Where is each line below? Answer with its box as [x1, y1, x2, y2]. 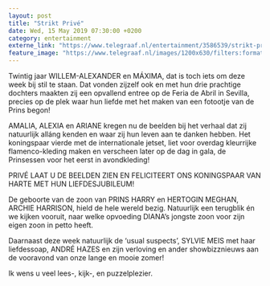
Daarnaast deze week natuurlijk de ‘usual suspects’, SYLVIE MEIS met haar [8, 236, 256, 245]
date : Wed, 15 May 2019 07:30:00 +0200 [8, 27, 142, 35]
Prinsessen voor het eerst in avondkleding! [8, 155, 150, 165]
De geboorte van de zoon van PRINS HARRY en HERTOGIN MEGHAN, [8, 194, 239, 204]
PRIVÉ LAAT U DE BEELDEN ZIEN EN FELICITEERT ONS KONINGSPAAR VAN [8, 170, 261, 180]
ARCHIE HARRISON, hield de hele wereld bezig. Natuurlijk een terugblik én [8, 203, 255, 213]
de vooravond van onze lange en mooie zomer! [8, 253, 165, 262]
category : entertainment [8, 34, 92, 43]
